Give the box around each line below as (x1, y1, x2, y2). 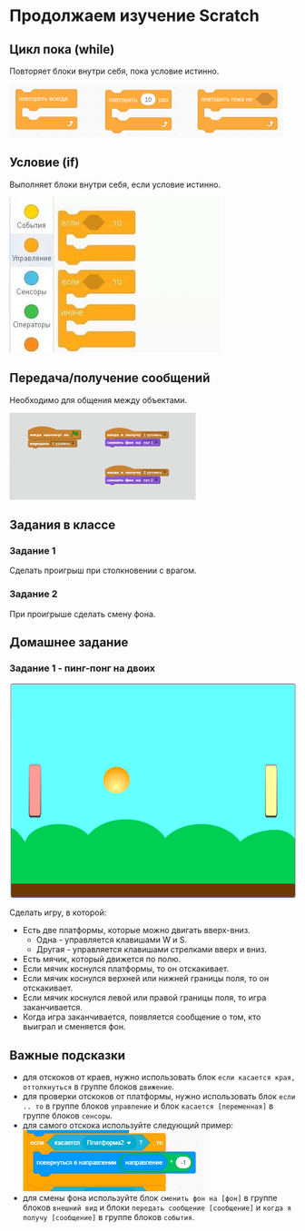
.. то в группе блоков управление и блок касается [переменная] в (22, 1100, 274, 1112)
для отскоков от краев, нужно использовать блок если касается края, (22, 1072, 296, 1083)
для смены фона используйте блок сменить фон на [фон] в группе (22, 1193, 279, 1204)
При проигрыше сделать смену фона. (9, 608, 156, 619)
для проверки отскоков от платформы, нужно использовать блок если (22, 1091, 296, 1102)
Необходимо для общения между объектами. (9, 394, 188, 405)
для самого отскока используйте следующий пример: (22, 1120, 234, 1131)
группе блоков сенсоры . (22, 1110, 113, 1121)
